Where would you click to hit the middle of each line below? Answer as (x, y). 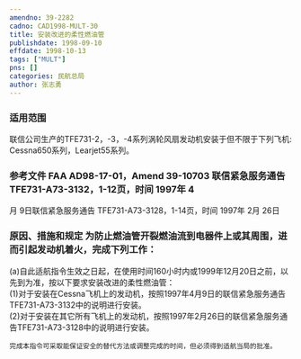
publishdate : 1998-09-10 (56, 43)
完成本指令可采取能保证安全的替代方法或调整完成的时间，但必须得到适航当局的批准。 (143, 346)
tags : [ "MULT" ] (38, 59)
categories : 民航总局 (47, 76)
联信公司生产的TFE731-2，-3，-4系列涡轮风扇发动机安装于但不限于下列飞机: (150, 139)
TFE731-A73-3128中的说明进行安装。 (85, 327)
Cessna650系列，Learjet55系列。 (72, 150)
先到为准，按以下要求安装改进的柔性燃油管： (92, 282)
